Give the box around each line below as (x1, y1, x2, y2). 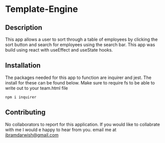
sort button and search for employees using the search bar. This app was (5, 42, 156, 48)
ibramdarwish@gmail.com (5, 132, 59, 138)
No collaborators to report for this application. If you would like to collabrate (5, 121, 160, 127)
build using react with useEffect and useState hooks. (5, 47, 113, 53)
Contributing (5, 108, 46, 117)
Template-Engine (5, 3, 78, 15)
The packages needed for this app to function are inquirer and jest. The (5, 74, 152, 80)
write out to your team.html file (5, 85, 68, 91)
